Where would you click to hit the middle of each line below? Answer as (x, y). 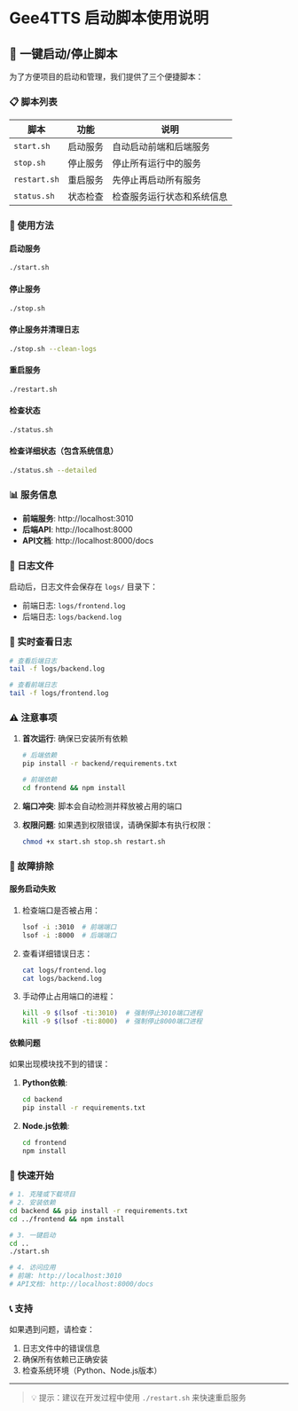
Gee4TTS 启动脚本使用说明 (109, 18)
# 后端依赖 (39, 756)
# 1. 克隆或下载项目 (43, 1195)
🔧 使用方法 (32, 225)
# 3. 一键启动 (32, 1235)
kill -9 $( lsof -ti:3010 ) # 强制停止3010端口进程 (112, 1013)
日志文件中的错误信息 (61, 1348)
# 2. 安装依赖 (32, 1203)
